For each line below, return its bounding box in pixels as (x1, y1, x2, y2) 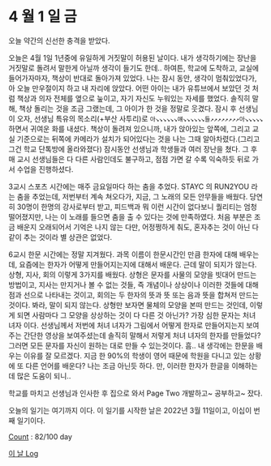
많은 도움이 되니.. (16, 370, 71, 381)
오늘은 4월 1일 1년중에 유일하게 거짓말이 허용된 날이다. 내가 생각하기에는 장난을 (8, 53, 257, 62)
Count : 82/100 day (8, 431, 73, 442)
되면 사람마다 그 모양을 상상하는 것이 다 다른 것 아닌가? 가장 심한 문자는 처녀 (16, 310, 256, 320)
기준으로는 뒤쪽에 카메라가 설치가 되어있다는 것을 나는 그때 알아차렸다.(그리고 (16, 134, 260, 143)
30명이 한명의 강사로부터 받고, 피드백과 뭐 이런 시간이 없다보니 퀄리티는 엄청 (16, 202, 257, 212)
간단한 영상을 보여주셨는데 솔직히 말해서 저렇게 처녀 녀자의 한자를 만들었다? (23, 330, 261, 340)
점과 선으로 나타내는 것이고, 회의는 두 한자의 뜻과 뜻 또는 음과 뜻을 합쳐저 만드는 (8, 289, 260, 300)
